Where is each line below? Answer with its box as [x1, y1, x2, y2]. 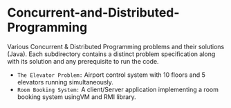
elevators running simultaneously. [17, 78, 114, 86]
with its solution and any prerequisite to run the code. [7, 57, 159, 65]
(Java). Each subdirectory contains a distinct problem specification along [7, 50, 216, 58]
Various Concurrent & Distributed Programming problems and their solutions [7, 42, 225, 51]
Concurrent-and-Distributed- [7, 5, 180, 21]
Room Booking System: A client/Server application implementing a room [17, 85, 219, 93]
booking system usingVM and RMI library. [17, 92, 136, 101]
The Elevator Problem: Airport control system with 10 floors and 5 [17, 71, 206, 79]
